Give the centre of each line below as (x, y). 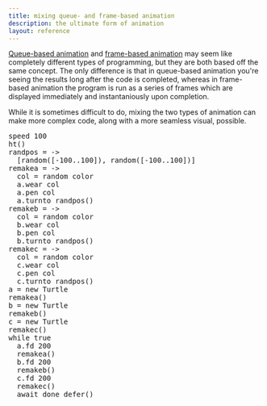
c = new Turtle (38, 322)
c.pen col (36, 274)
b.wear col (38, 225)
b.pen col (36, 233)
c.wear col (38, 266)
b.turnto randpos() (55, 241)
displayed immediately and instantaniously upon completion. (109, 97)
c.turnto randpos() (55, 282)
